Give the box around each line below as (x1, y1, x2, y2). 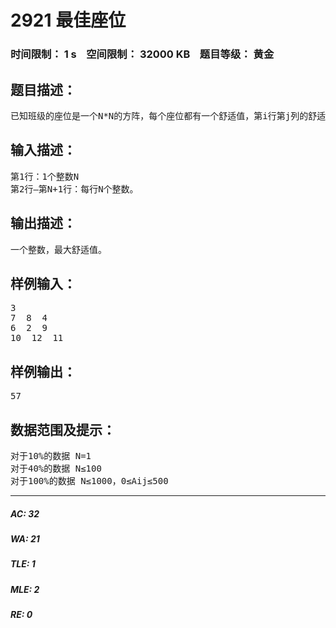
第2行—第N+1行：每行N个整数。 (10, 183, 139, 195)
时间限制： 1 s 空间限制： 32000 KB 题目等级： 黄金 (10, 47, 275, 61)
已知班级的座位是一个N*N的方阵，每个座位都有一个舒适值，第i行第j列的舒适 (10, 110, 327, 121)
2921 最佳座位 (10, 9, 127, 32)
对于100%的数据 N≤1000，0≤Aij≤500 (10, 475, 169, 486)
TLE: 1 (10, 558, 36, 570)
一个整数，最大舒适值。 (10, 244, 107, 255)
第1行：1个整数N (10, 171, 80, 182)
